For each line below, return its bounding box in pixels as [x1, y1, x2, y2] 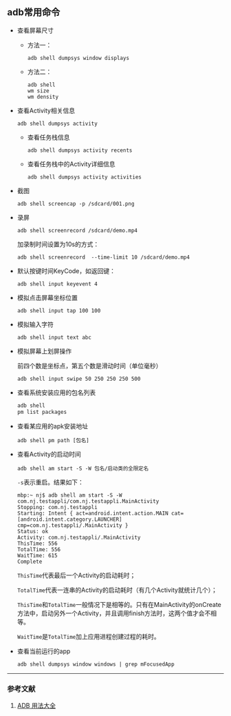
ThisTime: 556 [16, 540, 58, 547]
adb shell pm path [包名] [16, 437, 89, 444]
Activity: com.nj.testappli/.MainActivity [16, 534, 141, 541]
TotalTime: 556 [16, 546, 61, 553]
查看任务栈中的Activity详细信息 [27, 159, 115, 168]
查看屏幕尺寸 [16, 26, 54, 34]
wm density [27, 93, 59, 100]
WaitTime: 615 [16, 552, 58, 559]
